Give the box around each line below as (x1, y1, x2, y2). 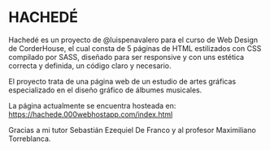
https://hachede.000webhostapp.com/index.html (8, 109, 173, 119)
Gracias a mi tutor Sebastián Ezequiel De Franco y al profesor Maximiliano (8, 125, 256, 135)
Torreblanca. (8, 134, 51, 144)
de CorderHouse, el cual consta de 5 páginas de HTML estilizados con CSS (8, 43, 262, 53)
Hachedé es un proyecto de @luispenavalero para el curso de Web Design (8, 35, 259, 45)
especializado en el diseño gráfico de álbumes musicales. (8, 85, 202, 95)
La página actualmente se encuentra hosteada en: (8, 101, 176, 110)
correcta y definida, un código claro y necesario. (8, 61, 172, 71)
